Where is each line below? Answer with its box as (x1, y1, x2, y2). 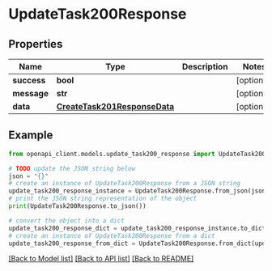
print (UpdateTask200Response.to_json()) (8, 202, 147, 210)
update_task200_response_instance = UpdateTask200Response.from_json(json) (8, 187, 270, 195)
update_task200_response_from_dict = (8, 239, 136, 248)
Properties (8, 37, 63, 51)
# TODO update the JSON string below (8, 164, 136, 172)
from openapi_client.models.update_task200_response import (8, 150, 216, 158)
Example (8, 129, 53, 142)
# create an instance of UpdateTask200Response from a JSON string (8, 180, 241, 188)
